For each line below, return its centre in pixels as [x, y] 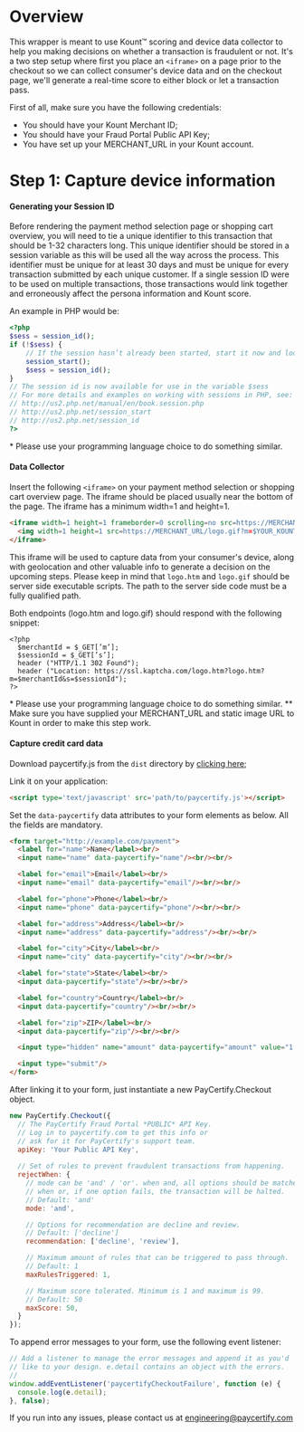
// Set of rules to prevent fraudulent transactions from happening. [151, 1166]
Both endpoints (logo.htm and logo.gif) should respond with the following [146, 613]
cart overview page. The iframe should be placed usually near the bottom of [152, 496]
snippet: [24, 623]
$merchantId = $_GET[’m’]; [68, 647]
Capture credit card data [57, 743]
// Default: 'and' [60, 1200]
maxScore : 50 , [52, 1308]
